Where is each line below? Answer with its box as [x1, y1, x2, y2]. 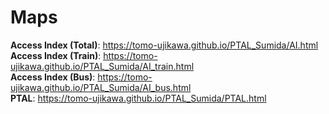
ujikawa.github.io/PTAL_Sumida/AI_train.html [10, 60, 195, 72]
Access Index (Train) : [10, 49, 102, 61]
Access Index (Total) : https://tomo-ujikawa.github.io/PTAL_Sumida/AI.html [10, 39, 319, 51]
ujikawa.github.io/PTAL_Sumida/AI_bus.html [10, 81, 192, 93]
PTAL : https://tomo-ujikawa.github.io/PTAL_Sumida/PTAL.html [10, 92, 267, 104]
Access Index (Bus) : [10, 71, 96, 83]
